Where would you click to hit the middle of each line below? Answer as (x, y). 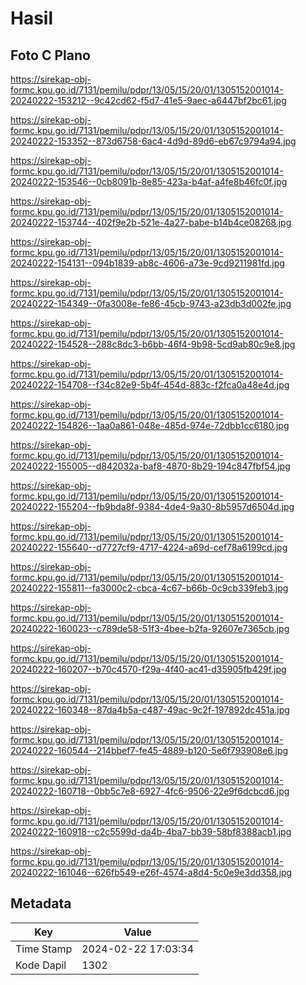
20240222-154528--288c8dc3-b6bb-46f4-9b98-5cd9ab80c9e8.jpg (153, 344)
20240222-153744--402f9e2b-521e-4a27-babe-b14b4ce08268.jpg (151, 222)
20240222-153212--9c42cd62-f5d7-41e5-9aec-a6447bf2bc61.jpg (148, 100)
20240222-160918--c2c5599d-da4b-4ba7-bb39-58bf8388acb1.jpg (151, 831)
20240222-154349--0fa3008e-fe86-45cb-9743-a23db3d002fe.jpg (151, 303)
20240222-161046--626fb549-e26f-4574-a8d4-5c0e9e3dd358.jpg (151, 872)
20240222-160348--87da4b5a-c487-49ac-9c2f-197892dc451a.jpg (150, 710)
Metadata (41, 903)
